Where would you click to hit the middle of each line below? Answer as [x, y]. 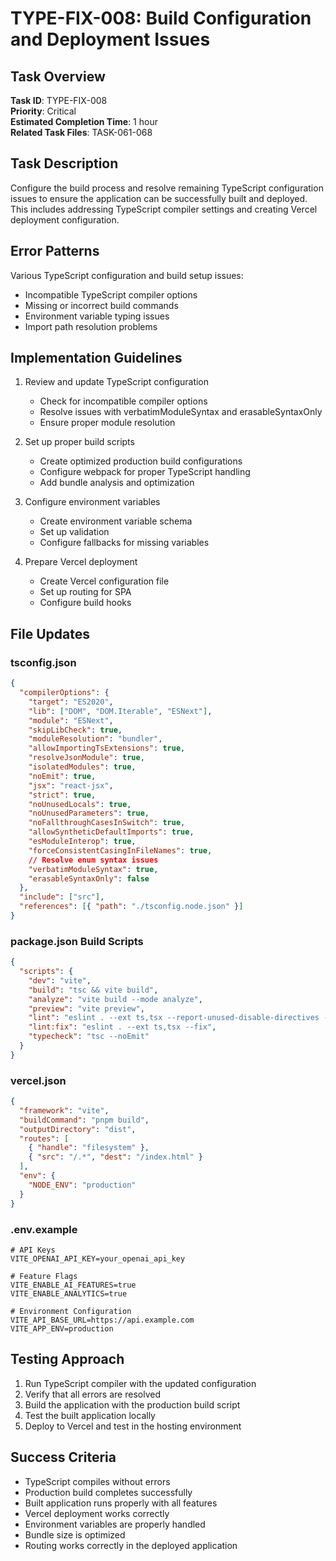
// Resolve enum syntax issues [93, 860]
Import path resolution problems [91, 326]
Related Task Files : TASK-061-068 [81, 132]
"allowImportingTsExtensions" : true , [107, 748]
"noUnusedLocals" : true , [80, 804]
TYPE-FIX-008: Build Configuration [161, 18]
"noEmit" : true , [62, 776]
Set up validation [74, 532]
